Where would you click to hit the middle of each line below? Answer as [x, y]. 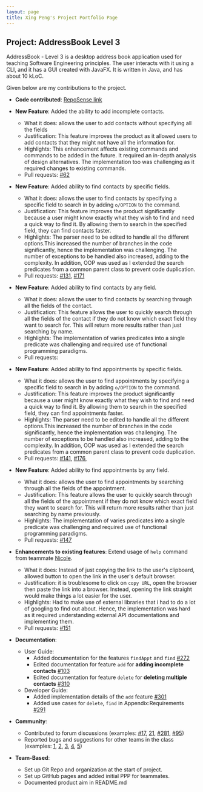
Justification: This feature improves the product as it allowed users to [111, 136]
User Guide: [39, 652]
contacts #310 [52, 684]
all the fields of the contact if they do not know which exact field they [110, 319]
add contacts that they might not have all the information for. [100, 143]
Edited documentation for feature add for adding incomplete [108, 664]
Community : [31, 722]
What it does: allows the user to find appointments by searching [104, 482]
